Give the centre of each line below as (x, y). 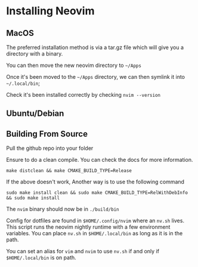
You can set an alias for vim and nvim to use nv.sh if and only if (83, 251)
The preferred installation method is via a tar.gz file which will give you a (95, 47)
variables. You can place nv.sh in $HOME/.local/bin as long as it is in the (95, 234)
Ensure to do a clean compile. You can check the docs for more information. (100, 160)
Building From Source (47, 133)
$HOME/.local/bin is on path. (41, 257)
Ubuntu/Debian (35, 114)
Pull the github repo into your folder (50, 148)
